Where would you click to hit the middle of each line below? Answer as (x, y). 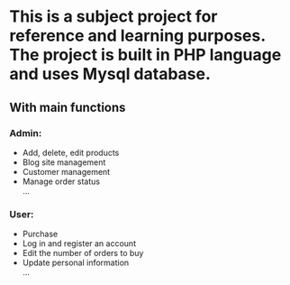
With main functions (68, 107)
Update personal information (76, 262)
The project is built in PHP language (145, 55)
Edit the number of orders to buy (83, 253)
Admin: (26, 133)
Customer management (66, 171)
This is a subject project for (113, 17)
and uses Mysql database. (110, 74)
